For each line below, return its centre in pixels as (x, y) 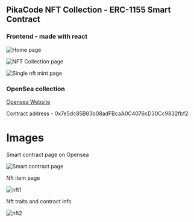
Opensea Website (28, 101)
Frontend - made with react (47, 37)
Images (25, 138)
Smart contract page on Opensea (48, 154)
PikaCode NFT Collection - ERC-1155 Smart (89, 10)
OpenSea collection (36, 89)
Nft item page (23, 178)
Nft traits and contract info (39, 201)
